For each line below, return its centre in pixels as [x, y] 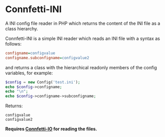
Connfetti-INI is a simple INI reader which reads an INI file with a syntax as [83, 38]
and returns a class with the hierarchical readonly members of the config [81, 67]
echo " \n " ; [17, 92]
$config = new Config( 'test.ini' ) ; [43, 82]
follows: [13, 43]
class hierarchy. [22, 28]
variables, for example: [29, 73]
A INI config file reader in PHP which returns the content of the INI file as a [83, 23]
